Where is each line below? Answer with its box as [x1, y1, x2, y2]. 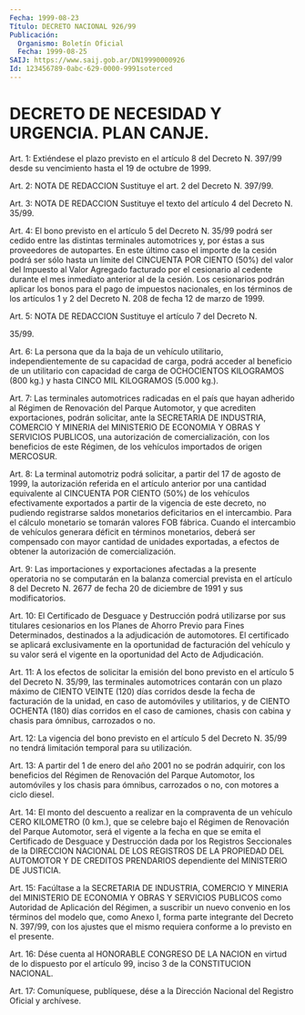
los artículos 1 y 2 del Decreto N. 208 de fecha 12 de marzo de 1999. [9, 292, 266, 303]
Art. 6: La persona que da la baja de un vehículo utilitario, [9, 345, 224, 356]
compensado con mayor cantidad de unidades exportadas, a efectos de [9, 536, 280, 547]
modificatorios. [9, 592, 66, 603]
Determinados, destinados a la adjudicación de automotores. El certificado [9, 630, 290, 641]
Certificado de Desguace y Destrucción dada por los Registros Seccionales [9, 836, 292, 846]
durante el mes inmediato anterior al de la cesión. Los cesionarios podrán [9, 273, 285, 284]
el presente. [9, 930, 55, 941]
